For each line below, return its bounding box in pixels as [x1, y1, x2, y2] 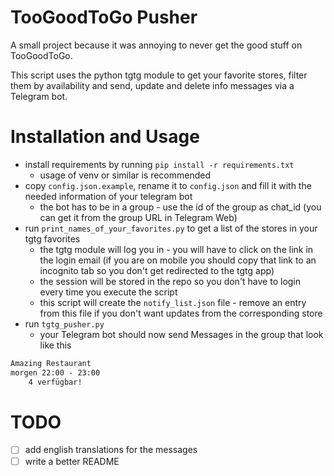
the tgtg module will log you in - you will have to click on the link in [39, 243, 314, 255]
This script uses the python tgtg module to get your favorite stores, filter [10, 69, 308, 81]
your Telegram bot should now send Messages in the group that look [39, 328, 324, 340]
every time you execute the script [39, 286, 178, 298]
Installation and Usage [10, 126, 200, 148]
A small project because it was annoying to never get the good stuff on [10, 39, 303, 51]
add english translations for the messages [24, 444, 198, 456]
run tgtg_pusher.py [24, 317, 105, 330]
